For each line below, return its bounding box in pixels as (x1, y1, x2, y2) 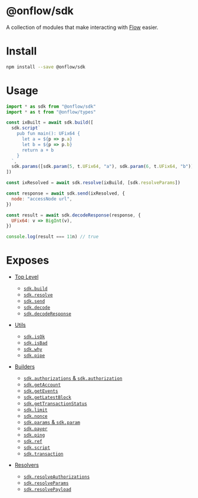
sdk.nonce (23, 413, 48, 419)
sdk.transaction (23, 451, 64, 457)
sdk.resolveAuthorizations (23, 474, 90, 480)
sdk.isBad (23, 340, 48, 347)
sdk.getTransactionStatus (23, 401, 87, 407)
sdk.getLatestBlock (23, 394, 72, 400)
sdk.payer (23, 426, 48, 432)
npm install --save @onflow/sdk (6, 64, 85, 70)
